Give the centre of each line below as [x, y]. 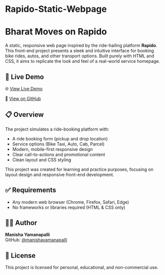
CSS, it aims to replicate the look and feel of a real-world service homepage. [82, 61]
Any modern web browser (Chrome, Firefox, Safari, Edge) [71, 202]
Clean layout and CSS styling [42, 160]
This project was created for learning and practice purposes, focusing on [79, 169]
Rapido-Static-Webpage [56, 9]
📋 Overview [25, 115]
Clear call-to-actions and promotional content [59, 154]
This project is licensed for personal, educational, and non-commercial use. [82, 268]
